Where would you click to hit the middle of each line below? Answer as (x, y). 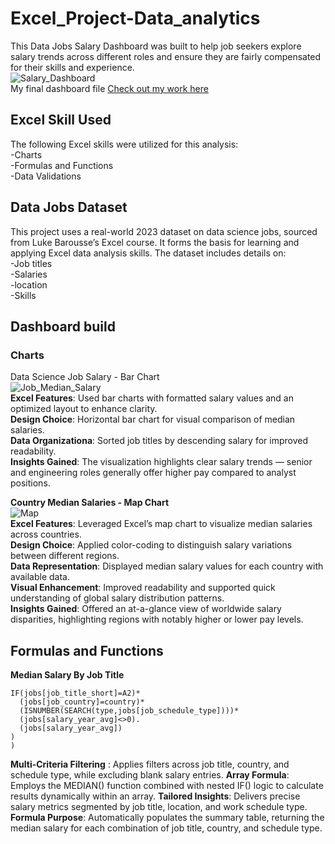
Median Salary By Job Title (67, 675)
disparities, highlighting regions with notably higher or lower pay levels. (157, 619)
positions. (30, 483)
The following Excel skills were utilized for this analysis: (124, 144)
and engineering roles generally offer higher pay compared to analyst (153, 473)
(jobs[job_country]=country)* (82, 702)
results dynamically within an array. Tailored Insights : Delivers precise (155, 796)
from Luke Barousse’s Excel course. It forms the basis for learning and (155, 242)
